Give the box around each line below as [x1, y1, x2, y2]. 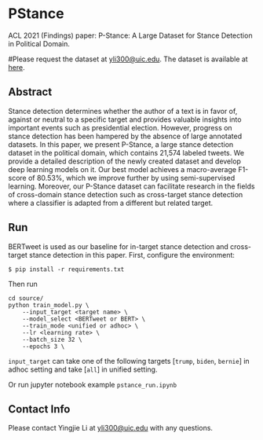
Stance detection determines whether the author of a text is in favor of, [8, 106, 238, 115]
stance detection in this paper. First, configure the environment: [28, 250, 236, 259]
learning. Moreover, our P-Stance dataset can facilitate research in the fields [8, 181, 255, 191]
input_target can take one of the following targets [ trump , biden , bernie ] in [8, 356, 250, 365]
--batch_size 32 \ [22, 335, 82, 343]
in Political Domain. [8, 38, 71, 48]
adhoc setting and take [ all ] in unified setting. [8, 365, 158, 374]
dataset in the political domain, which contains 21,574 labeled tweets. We [8, 148, 245, 157]
